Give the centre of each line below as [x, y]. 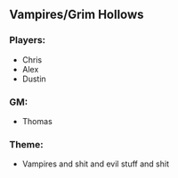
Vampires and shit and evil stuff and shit [95, 164]
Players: [28, 40]
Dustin [34, 79]
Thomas [37, 121]
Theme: [26, 144]
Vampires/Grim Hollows [77, 15]
